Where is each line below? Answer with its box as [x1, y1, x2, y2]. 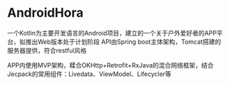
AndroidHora [7, 5, 84, 21]
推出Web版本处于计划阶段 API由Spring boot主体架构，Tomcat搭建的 [25, 37, 222, 46]
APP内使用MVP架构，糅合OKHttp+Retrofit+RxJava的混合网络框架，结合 [7, 61, 214, 69]
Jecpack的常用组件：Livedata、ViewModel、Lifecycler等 [7, 70, 172, 78]
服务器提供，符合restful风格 [7, 46, 87, 54]
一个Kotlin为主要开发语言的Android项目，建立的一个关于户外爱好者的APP [7, 29, 217, 37]
